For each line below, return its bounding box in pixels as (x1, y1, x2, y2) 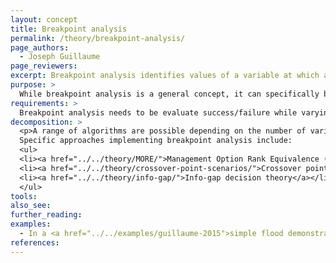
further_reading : (10, 210, 83, 220)
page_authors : (10, 42, 70, 53)
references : (10, 237, 60, 248)
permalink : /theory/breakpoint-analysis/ (10, 33, 186, 43)
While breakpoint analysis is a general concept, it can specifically (19, 89, 320, 99)
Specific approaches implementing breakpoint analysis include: (19, 136, 293, 146)
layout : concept (10, 14, 78, 25)
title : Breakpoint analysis (10, 24, 128, 34)
